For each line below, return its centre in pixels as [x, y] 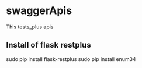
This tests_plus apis [30, 27]
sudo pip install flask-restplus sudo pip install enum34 [71, 59]
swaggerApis [39, 11]
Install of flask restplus [49, 45]
